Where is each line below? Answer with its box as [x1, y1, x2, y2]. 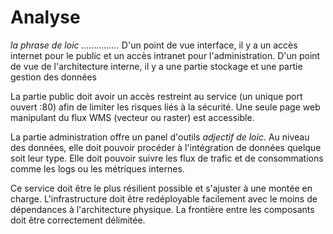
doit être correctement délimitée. [10, 214, 146, 226]
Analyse [10, 6, 81, 29]
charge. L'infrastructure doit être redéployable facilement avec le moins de [10, 192, 318, 205]
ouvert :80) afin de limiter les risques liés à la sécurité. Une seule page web [10, 101, 321, 113]
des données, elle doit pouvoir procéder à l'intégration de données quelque [10, 141, 322, 153]
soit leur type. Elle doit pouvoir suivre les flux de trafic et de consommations [10, 152, 324, 164]
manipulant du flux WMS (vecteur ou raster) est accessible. [10, 111, 255, 123]
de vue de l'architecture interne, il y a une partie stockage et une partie [10, 60, 303, 72]
